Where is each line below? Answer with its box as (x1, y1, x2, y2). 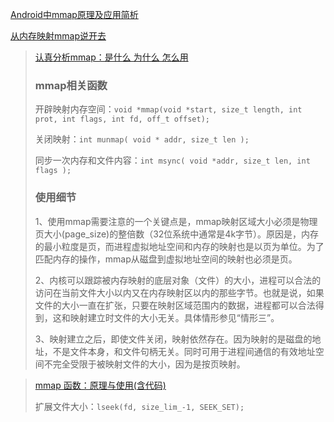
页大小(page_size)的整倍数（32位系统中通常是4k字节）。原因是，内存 (34, 228, 320, 240)
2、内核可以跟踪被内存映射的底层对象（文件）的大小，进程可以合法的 (34, 274, 322, 286)
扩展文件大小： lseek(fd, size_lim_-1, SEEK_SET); (34, 400, 245, 412)
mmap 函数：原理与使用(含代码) (34, 379, 167, 391)
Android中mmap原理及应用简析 (10, 9, 139, 20)
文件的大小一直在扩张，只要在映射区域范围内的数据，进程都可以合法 (34, 299, 316, 311)
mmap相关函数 (34, 78, 108, 92)
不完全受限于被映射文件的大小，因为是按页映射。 (43, 358, 246, 370)
